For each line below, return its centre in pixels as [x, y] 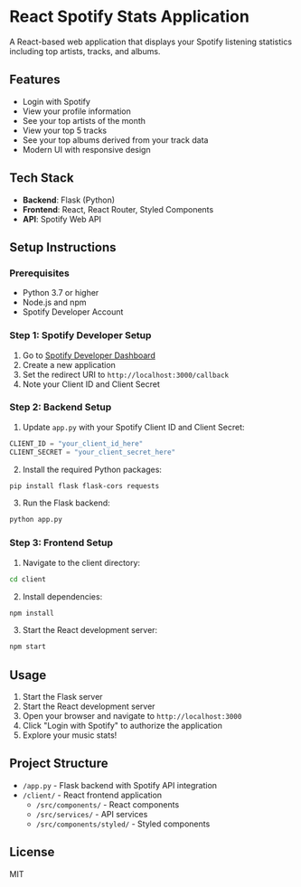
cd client [28, 579]
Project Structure [59, 764]
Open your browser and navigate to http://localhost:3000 [132, 716]
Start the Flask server [62, 697]
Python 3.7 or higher [61, 293]
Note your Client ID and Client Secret [91, 384]
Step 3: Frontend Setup [61, 543]
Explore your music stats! [70, 735]
